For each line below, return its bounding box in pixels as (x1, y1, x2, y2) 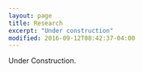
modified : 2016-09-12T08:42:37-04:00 (8, 34, 136, 42)
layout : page (8, 11, 53, 20)
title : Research (8, 19, 63, 27)
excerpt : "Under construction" (8, 26, 114, 34)
